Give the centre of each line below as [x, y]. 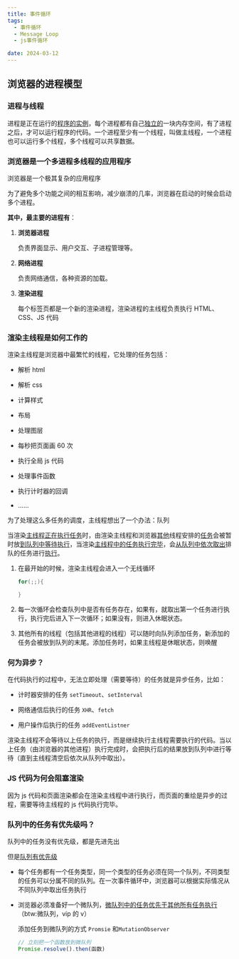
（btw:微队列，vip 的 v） [54, 913]
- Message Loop [36, 34]
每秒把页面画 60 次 [45, 446]
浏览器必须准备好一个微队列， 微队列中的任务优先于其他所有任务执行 [117, 905]
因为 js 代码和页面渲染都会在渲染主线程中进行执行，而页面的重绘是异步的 [115, 795]
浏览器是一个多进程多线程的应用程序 [69, 161]
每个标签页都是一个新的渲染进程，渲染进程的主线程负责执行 [105, 308]
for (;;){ [31, 582]
